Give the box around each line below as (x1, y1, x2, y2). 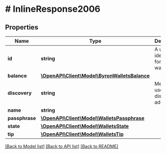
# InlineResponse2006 (5, 3, 100, 15)
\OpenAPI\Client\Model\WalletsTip (41, 131, 124, 137)
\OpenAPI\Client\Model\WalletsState (41, 123, 129, 129)
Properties (5, 23, 39, 31)
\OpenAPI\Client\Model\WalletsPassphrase (41, 115, 145, 122)
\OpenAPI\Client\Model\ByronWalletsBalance (41, 72, 150, 79)
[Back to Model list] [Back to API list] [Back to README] (5, 144, 119, 149)
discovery (7, 90, 32, 96)
